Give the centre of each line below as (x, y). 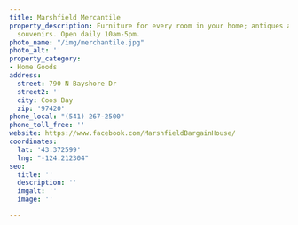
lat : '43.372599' (49, 149)
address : (25, 76)
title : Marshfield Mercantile (65, 17)
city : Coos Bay (45, 100)
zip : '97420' (41, 108)
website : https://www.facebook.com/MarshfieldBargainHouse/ (123, 133)
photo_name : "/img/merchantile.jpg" (77, 42)
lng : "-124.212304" (53, 158)
